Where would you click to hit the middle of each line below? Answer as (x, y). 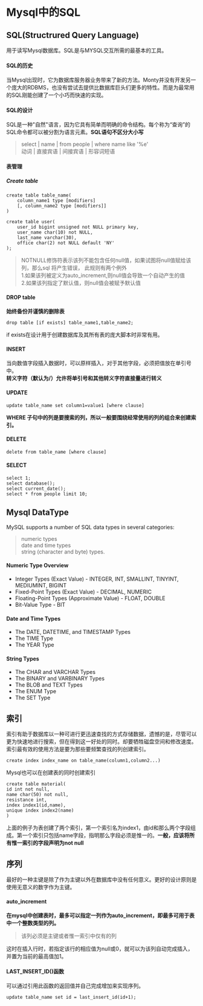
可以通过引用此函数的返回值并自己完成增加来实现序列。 (75, 986)
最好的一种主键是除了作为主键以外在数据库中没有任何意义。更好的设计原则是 (101, 880)
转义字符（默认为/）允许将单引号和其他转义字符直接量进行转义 (84, 378)
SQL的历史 (20, 65)
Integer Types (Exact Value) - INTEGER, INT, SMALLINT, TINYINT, (97, 579)
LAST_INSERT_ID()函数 (35, 971)
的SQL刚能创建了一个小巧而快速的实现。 (56, 95)
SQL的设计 (20, 110)
